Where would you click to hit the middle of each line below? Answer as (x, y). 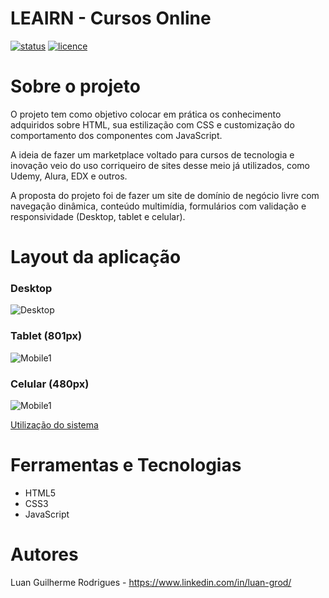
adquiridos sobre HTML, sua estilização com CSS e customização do (152, 124)
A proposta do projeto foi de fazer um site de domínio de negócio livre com (165, 195)
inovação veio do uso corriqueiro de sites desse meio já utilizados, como (160, 165)
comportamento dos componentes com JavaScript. (116, 135)
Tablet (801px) (46, 336)
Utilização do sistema (54, 424)
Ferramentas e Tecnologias (126, 465)
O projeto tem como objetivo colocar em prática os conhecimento (146, 114)
